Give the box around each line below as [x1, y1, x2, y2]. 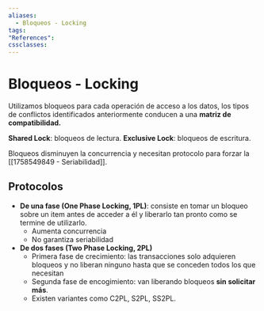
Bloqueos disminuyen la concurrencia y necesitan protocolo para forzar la [8, 149, 250, 158]
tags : [8, 26, 26, 34]
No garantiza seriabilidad [31, 234, 113, 244]
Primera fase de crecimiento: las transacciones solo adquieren [31, 251, 236, 261]
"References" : [8, 33, 55, 42]
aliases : [8, 11, 37, 20]
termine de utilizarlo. [19, 218, 87, 227]
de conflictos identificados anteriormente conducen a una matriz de [8, 110, 231, 119]
